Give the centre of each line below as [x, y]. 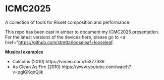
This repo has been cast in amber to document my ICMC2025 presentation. [82, 32]
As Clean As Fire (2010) [36, 67]
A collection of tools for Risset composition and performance [67, 22]
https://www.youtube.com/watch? [96, 67]
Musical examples [24, 52]
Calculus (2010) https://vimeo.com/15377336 [58, 61]
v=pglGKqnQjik [28, 72]
